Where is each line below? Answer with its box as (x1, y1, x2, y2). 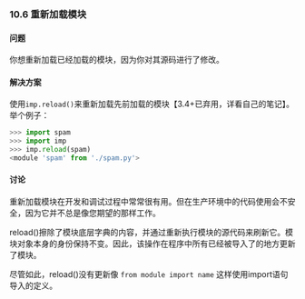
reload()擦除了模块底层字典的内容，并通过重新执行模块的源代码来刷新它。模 (9, 227, 293, 238)
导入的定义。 (9, 280, 57, 292)
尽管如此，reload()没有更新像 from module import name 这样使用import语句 (9, 269, 289, 280)
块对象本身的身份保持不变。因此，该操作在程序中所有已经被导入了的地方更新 (9, 238, 296, 249)
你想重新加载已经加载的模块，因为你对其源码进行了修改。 (9, 55, 224, 65)
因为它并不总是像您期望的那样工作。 (25, 207, 161, 219)
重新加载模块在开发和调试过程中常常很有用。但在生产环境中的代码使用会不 (9, 196, 288, 207)
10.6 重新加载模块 (9, 7, 87, 20)
